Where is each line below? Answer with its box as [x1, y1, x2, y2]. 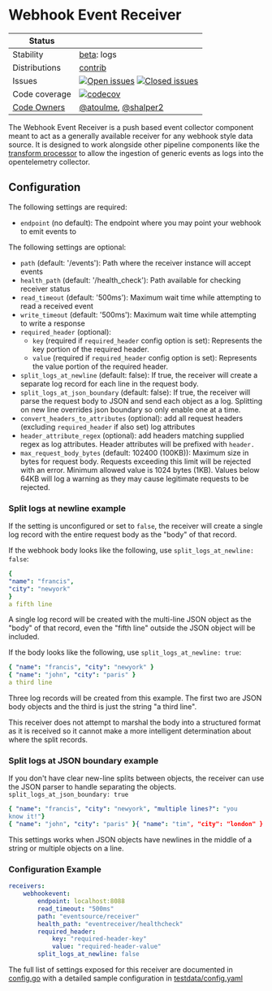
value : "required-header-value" [51, 942, 162, 951]
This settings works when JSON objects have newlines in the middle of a [8, 834, 253, 844]
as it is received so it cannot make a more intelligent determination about [8, 726, 252, 736]
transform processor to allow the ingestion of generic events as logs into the [8, 148, 264, 158]
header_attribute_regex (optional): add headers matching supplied [19, 431, 245, 440]
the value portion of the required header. [32, 361, 169, 371]
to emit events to [19, 226, 77, 236]
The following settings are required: [8, 201, 127, 212]
